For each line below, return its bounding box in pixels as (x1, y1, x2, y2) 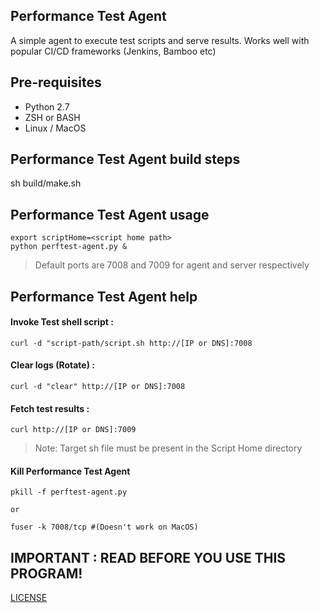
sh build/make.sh (10, 177, 82, 189)
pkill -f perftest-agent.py (10, 487, 128, 498)
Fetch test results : (10, 402, 90, 414)
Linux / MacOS (24, 122, 87, 134)
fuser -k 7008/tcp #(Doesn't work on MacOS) (10, 522, 199, 533)
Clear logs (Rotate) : (10, 359, 95, 371)
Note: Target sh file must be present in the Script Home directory (34, 442, 303, 454)
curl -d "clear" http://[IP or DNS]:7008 (10, 382, 186, 392)
